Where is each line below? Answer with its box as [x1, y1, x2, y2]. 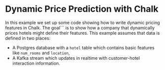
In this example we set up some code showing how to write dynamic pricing [5, 20, 160, 25]
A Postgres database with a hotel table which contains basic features [12, 45, 155, 50]
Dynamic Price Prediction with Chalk [5, 3, 159, 15]
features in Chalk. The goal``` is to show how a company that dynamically [5, 24, 155, 30]
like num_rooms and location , [12, 50, 70, 56]
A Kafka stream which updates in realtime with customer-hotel [12, 55, 140, 61]
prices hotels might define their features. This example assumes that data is [5, 30, 160, 36]
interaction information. [12, 60, 60, 66]
